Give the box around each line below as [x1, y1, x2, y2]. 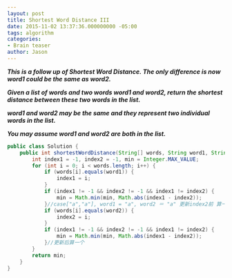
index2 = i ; [56, 213, 91, 221]
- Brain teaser [7, 42, 51, 49]
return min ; [32, 252, 67, 259]
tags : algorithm [7, 29, 54, 37]
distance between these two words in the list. [7, 95, 141, 103]
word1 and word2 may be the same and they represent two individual [7, 108, 211, 117]
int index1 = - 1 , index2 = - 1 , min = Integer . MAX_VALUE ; [32, 156, 200, 163]
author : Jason [7, 49, 48, 56]
